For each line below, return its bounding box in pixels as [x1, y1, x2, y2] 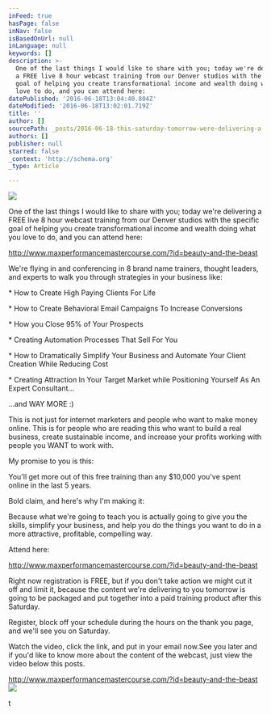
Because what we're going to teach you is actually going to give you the [8, 512, 248, 522]
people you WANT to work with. [8, 441, 115, 450]
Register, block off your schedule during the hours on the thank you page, [8, 618, 254, 627]
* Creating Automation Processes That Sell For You [8, 335, 178, 344]
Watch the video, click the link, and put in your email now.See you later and [8, 642, 258, 652]
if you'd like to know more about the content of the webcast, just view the [8, 650, 252, 660]
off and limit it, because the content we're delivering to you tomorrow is [8, 585, 246, 594]
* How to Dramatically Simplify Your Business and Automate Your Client [8, 351, 246, 361]
